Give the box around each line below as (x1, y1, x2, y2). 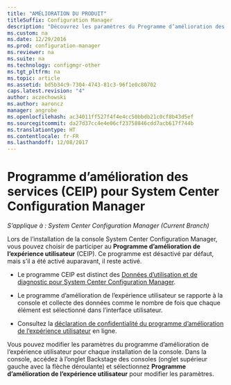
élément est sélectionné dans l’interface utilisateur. (17, 306, 163, 314)
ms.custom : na (7, 29, 49, 37)
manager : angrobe (7, 107, 58, 114)
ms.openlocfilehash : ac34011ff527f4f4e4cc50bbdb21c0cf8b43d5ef (7, 113, 194, 120)
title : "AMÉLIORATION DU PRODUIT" (7, 10, 108, 17)
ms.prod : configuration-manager (7, 42, 101, 49)
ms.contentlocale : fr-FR (7, 132, 79, 139)
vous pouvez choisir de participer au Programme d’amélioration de (7, 242, 201, 250)
